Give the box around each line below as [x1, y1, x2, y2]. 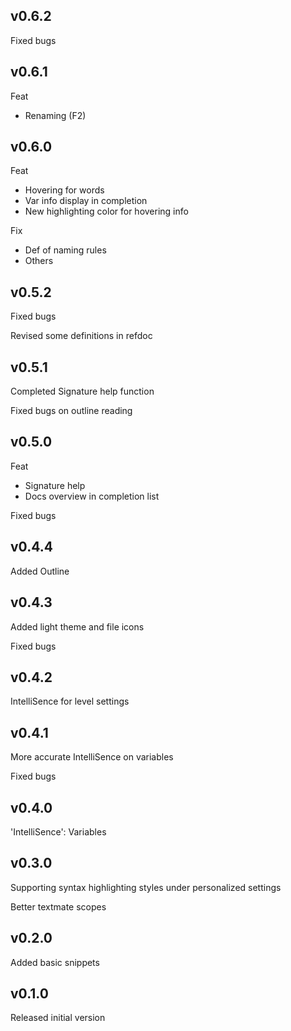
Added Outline [10, 565, 70, 577]
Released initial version [10, 1012, 106, 1024]
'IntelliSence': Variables [10, 825, 107, 838]
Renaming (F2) [24, 109, 87, 121]
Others [24, 255, 54, 267]
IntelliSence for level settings [10, 695, 130, 708]
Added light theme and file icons [10, 620, 145, 633]
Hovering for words [24, 184, 105, 196]
